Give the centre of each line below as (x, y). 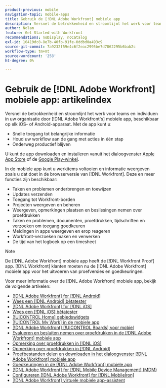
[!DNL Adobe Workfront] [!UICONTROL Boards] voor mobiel (73, 327)
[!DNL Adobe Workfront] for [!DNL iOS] (52, 307)
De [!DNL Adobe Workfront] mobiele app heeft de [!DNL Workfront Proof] (80, 261)
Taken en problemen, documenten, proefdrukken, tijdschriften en (79, 221)
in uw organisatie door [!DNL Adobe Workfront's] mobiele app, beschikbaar (82, 119)
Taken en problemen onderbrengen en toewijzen (62, 189)
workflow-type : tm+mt (27, 51)
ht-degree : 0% (20, 61)
